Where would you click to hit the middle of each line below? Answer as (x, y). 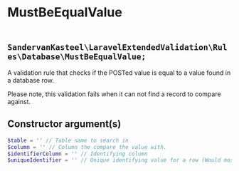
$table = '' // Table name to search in (68, 140)
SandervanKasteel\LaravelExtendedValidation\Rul (117, 47)
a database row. (31, 80)
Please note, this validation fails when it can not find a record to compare (115, 94)
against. (19, 102)
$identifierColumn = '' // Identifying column (78, 154)
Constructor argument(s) (64, 124)
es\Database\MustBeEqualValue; (77, 56)
